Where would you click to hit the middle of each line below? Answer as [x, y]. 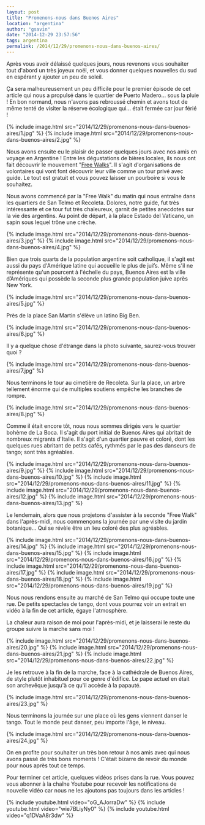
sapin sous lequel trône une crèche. [51, 222]
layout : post [23, 12]
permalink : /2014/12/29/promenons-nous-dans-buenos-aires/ [83, 47]
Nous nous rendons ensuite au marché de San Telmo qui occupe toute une [101, 597]
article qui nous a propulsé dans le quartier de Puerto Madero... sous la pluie [103, 95]
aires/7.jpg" [21, 370]
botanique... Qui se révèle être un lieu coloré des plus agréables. [88, 528]
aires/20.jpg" [23, 647]
